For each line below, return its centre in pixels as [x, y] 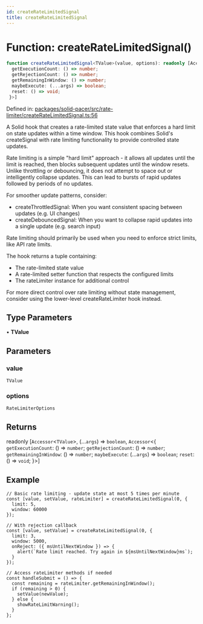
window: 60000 [29, 509]
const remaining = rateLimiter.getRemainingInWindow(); [83, 584]
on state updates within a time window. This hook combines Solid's [90, 133]
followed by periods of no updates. [50, 183]
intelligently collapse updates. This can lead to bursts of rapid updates [94, 177]
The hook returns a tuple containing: [52, 256]
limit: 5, [24, 504]
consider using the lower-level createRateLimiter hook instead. [84, 298]
